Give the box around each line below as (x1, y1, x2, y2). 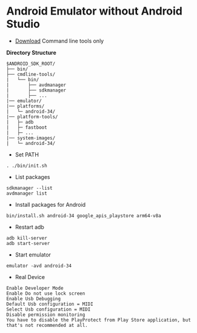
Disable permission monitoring (6, 311, 85, 318)
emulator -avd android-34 (6, 263, 72, 269)
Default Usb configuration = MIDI (6, 301, 94, 307)
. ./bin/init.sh (6, 163, 47, 169)
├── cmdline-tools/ (6, 71, 56, 77)
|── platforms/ (6, 103, 45, 109)
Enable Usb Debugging (6, 295, 61, 301)
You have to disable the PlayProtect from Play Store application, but (6, 317, 191, 323)
